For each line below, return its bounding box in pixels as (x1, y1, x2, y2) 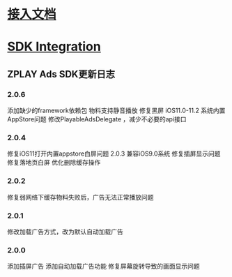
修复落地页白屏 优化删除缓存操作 (7, 158, 101, 167)
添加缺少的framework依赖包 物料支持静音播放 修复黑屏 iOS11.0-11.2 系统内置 (7, 106, 226, 115)
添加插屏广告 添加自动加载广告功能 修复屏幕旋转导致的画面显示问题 (7, 262, 200, 271)
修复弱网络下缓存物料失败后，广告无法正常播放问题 (7, 193, 154, 201)
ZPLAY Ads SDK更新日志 (7, 68, 115, 80)
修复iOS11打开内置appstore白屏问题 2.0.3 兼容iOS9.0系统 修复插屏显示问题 (7, 149, 221, 158)
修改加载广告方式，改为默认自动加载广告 (7, 227, 123, 236)
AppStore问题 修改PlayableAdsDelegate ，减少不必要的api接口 (7, 115, 187, 123)
